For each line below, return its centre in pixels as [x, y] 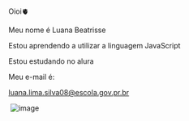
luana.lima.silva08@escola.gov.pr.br [69, 92]
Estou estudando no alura [52, 61]
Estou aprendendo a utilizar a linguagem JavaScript [94, 46]
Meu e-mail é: [32, 77]
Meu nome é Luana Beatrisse [57, 30]
